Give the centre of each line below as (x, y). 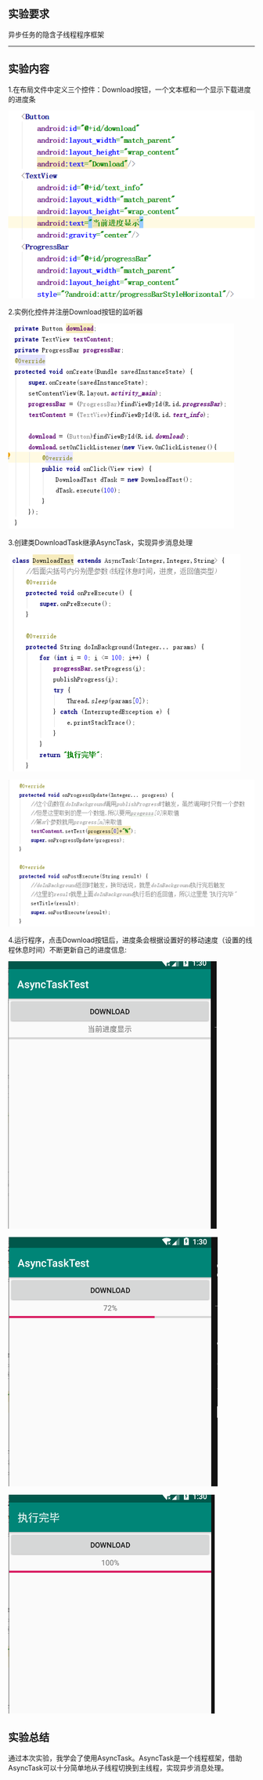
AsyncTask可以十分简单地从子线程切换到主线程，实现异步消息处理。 (118, 1767)
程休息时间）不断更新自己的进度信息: (68, 949)
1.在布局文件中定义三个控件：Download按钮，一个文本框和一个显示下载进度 (130, 90)
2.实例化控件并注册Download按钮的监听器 (76, 312)
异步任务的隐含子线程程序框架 (56, 35)
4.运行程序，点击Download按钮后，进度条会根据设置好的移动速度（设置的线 (130, 940)
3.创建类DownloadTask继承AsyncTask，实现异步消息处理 (101, 543)
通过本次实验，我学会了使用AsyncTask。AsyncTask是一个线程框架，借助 (125, 1758)
